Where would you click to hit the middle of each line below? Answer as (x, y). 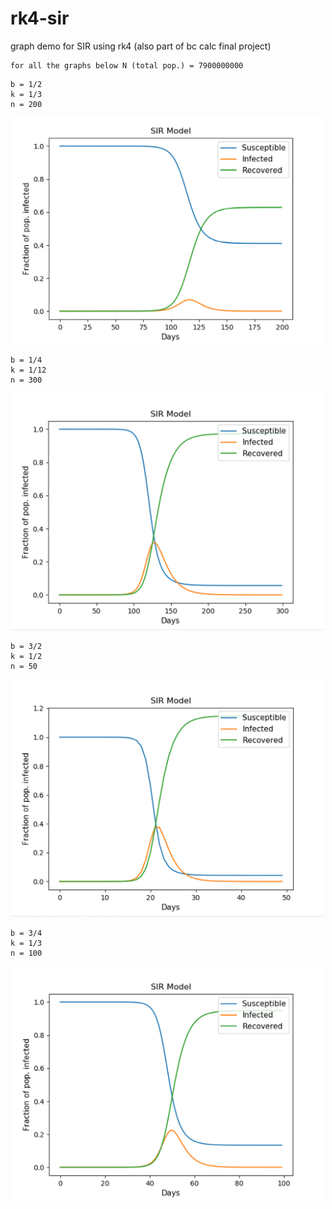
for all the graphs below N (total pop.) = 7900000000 (127, 65)
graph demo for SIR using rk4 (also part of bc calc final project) (141, 46)
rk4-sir (40, 18)
